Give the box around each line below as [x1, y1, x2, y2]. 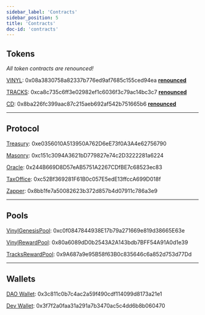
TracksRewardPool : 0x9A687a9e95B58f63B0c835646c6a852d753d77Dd [6, 250, 192, 258]
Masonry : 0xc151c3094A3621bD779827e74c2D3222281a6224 [6, 151, 164, 159]
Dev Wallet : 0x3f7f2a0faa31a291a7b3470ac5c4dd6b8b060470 [6, 302, 166, 309]
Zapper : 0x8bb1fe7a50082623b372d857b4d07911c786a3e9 [6, 187, 158, 194]
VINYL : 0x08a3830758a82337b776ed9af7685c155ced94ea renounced [6, 77, 187, 84]
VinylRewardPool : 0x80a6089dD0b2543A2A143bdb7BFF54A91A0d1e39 [6, 239, 189, 246]
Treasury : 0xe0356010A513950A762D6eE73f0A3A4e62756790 [6, 140, 167, 147]
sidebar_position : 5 [6, 15, 59, 21]
